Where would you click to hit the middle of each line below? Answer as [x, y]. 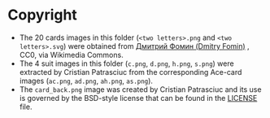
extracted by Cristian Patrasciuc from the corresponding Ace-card [131, 72]
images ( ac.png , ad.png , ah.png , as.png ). [86, 81]
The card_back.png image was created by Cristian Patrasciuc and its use [140, 89]
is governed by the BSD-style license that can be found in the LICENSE [138, 98]
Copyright [43, 15]
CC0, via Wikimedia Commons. [71, 55]
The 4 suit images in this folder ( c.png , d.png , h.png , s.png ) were [126, 63]
